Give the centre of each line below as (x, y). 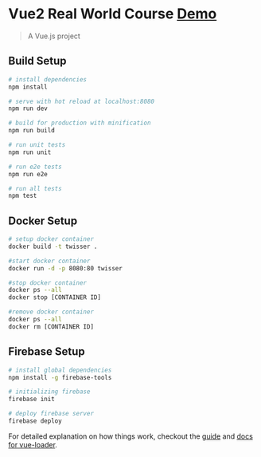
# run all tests (35, 188)
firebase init (32, 400)
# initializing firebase (49, 392)
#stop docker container (48, 283)
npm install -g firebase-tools (60, 377)
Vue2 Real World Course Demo (113, 14)
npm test (23, 196)
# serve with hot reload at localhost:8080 (82, 101)
